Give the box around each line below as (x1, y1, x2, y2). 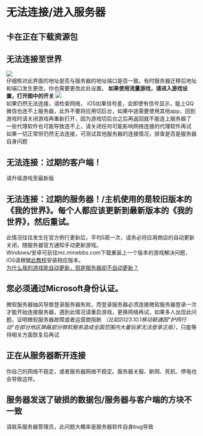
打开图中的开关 (16, 92, 54, 100)
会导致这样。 (6, 375, 38, 382)
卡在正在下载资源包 (6, 31, 78, 42)
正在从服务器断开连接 (6, 351, 86, 361)
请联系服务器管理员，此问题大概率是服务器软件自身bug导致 (6, 423, 154, 431)
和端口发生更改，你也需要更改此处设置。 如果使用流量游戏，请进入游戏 (6, 85, 182, 92)
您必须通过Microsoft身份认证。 (6, 283, 123, 294)
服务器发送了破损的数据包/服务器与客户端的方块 (6, 395, 184, 405)
